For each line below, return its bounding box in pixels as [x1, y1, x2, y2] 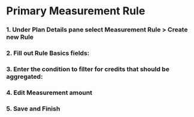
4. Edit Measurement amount [6, 88, 93, 97]
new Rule [6, 33, 34, 41]
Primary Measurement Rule [6, 4, 145, 18]
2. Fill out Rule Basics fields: [6, 49, 90, 57]
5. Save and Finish [6, 104, 60, 113]
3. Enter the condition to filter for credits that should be [6, 64, 169, 73]
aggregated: [6, 72, 43, 81]
